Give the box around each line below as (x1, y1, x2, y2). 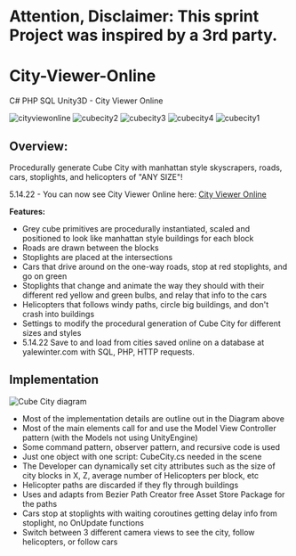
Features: (9, 206, 46, 217)
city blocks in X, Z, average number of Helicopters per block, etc (21, 470, 260, 480)
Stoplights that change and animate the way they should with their (21, 280, 265, 290)
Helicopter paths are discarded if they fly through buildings (21, 479, 239, 490)
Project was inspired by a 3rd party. (9, 25, 278, 45)
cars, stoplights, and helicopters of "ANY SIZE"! (9, 171, 183, 182)
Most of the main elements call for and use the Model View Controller (21, 422, 277, 433)
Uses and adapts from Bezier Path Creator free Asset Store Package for (21, 488, 285, 500)
